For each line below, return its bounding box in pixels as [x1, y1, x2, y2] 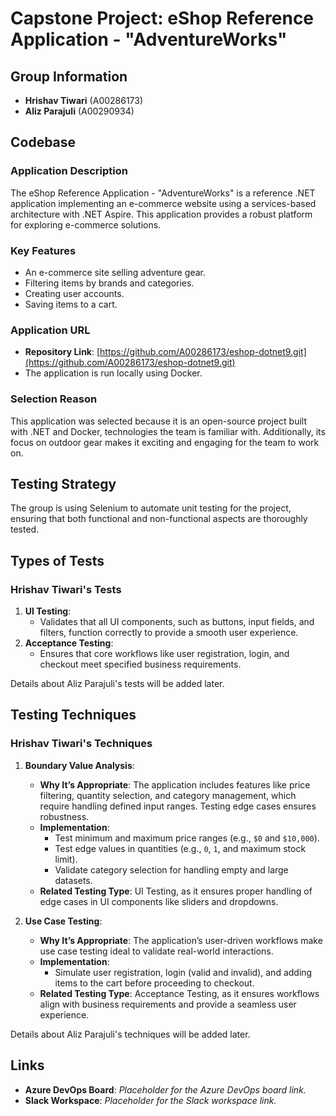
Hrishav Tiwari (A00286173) [24, 95, 144, 106]
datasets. [54, 874, 93, 886]
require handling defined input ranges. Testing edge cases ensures [39, 800, 317, 812]
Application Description [10, 164, 128, 178]
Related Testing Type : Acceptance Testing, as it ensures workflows [39, 987, 320, 999]
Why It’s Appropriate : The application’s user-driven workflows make [39, 934, 323, 946]
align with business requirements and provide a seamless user [39, 998, 297, 1010]
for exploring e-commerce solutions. [10, 218, 162, 231]
